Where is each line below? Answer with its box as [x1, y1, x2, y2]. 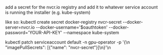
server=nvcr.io [5, 24, 35, 30]
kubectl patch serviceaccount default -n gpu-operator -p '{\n [5, 39, 130, 45]
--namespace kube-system [63, 30, 119, 35]
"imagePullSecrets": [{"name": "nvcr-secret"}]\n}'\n [5, 45, 111, 50]
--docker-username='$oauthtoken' [36, 24, 108, 30]
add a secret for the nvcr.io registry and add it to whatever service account [5, 4, 158, 10]
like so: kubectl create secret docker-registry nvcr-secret [5, 19, 122, 25]
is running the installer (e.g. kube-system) [5, 9, 91, 15]
